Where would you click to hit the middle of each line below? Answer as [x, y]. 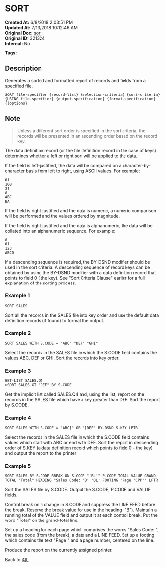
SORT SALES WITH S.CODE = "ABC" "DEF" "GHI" [52, 344]
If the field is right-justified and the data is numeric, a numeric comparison [81, 210]
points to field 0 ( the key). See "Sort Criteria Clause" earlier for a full [75, 278]
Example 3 [18, 371]
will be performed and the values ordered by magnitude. [62, 216]
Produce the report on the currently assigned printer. [59, 550]
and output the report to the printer [41, 453]
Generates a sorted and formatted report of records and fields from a [75, 80]
